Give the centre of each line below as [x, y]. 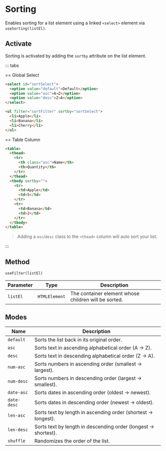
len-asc [17, 415]
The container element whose [105, 294]
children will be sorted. [97, 300]
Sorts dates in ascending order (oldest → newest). [93, 392]
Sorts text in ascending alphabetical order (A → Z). [93, 348]
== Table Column [23, 140]
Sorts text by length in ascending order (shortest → [94, 412]
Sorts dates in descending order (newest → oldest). [94, 402]
